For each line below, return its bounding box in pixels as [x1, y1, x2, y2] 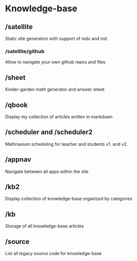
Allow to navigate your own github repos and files [5, 59, 106, 65]
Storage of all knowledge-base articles [5, 223, 84, 229]
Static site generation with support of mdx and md [5, 35, 107, 41]
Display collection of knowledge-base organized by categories [5, 196, 133, 202]
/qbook [5, 100, 28, 109]
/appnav [5, 156, 32, 164]
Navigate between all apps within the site [5, 168, 89, 174]
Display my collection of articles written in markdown [5, 114, 113, 120]
